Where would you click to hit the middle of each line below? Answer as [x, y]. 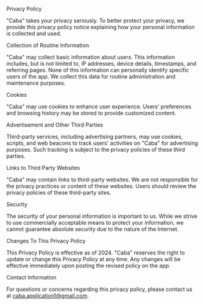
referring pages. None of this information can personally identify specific [98, 70]
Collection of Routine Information [48, 45]
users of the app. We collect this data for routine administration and [91, 76]
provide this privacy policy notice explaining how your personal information [100, 27]
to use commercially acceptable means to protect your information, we [95, 223]
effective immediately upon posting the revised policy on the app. [88, 265]
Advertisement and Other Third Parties [55, 125]
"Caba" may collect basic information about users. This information [91, 57]
